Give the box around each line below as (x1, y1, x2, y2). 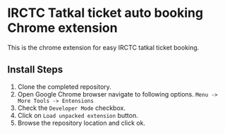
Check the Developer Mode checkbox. (17, 104, 126, 112)
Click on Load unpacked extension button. (17, 111, 139, 119)
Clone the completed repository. (17, 83, 111, 91)
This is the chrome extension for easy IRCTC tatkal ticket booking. (7, 43, 200, 51)
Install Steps (7, 63, 63, 75)
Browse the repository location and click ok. (17, 118, 146, 127)
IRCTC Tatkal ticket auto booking (7, 5, 203, 21)
